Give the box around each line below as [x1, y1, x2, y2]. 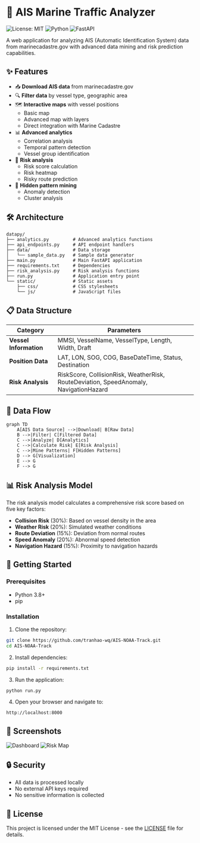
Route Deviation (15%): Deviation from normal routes [14, 530, 146, 536]
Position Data [9, 357, 48, 366]
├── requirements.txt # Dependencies [6, 263, 111, 268]
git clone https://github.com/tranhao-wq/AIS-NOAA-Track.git [6, 637, 161, 643]
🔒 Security [6, 760, 46, 770]
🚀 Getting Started [6, 560, 72, 570]
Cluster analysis [23, 194, 64, 202]
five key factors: [6, 505, 46, 512]
